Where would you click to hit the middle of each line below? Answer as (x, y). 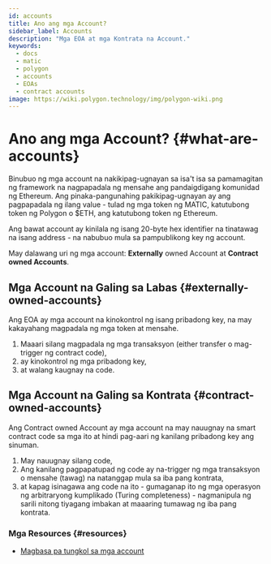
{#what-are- (216, 139)
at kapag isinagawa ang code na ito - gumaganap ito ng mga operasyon (140, 486)
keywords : (25, 46)
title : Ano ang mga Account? (58, 24)
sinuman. (24, 445)
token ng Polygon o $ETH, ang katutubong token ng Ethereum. (113, 213)
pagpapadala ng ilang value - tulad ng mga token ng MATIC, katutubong (129, 205)
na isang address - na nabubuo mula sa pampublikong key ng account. (127, 238)
